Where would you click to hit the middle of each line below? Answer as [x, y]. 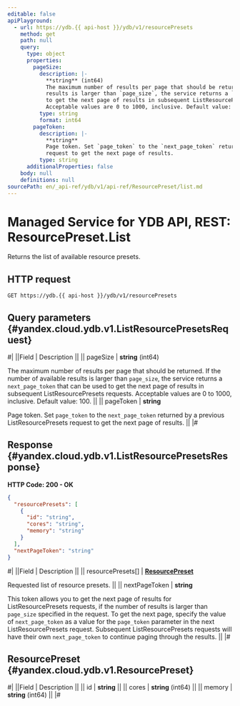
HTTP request [39, 279]
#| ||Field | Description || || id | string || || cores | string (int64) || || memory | [120, 687]
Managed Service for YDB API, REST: [119, 222]
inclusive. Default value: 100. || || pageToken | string [84, 401]
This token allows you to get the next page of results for [90, 599]
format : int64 [60, 120]
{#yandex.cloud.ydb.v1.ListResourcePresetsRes [118, 457]
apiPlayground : [30, 21]
